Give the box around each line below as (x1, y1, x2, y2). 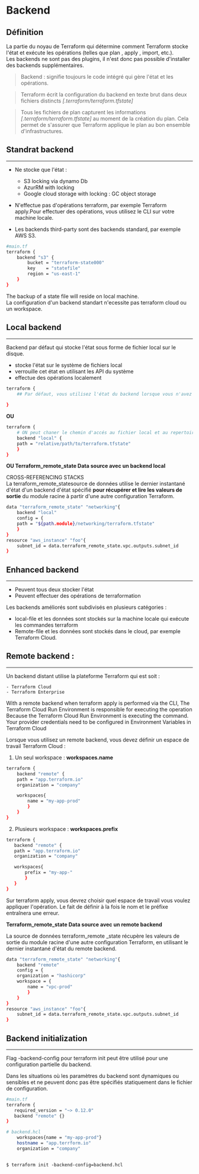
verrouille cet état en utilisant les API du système (14, 368, 134, 375)
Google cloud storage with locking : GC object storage (23, 190, 156, 197)
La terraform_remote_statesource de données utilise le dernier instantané (6, 480, 185, 487)
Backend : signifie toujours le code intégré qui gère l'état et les (20, 73, 174, 80)
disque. (6, 350, 25, 357)
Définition (6, 27, 43, 37)
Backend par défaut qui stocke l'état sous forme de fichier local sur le (6, 344, 176, 351)
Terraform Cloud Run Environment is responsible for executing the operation (6, 705, 192, 713)
